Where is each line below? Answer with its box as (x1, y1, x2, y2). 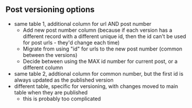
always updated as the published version (14, 76, 114, 83)
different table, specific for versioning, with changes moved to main (14, 82, 178, 90)
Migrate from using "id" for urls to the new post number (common (22, 45, 183, 52)
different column (22, 64, 63, 71)
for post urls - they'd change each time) (22, 39, 120, 46)
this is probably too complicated (22, 95, 101, 102)
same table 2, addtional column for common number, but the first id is (14, 70, 184, 77)
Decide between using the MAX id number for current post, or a (22, 58, 178, 65)
